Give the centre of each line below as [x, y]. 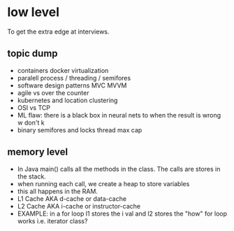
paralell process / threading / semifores [74, 78]
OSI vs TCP [34, 107]
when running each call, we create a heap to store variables [103, 183]
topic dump [32, 54]
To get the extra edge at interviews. [58, 31]
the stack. [32, 176]
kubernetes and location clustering [67, 100]
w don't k [31, 122]
